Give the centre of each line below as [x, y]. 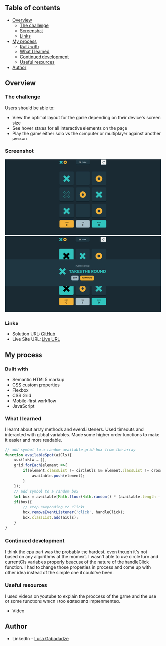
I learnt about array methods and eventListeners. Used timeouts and [75, 429]
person [20, 138]
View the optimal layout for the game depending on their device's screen [86, 117]
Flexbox [20, 390]
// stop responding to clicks [54, 507]
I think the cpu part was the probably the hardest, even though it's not [76, 552]
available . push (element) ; [58, 476]
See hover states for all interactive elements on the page [70, 128]
